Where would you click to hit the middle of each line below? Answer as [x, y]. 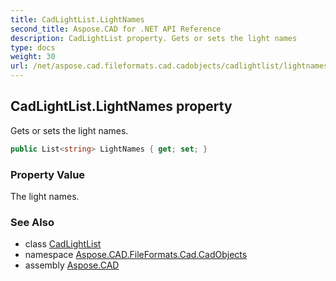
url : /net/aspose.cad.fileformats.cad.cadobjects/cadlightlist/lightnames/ [171, 66]
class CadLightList [63, 244]
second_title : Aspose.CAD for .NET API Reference [116, 29]
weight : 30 [33, 57]
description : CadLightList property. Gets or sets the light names [154, 38]
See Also [32, 222]
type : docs [33, 47]
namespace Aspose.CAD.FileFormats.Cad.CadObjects [136, 255]
